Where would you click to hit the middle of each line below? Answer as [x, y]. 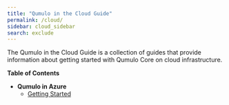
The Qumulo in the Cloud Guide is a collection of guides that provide [104, 52]
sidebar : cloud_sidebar [41, 26]
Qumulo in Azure [42, 86]
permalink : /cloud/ [35, 20]
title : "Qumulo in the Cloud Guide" [60, 13]
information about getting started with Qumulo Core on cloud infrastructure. [115, 60]
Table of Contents [33, 73]
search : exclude [30, 33]
